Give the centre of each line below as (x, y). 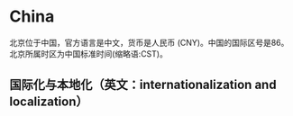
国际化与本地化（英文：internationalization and (143, 85)
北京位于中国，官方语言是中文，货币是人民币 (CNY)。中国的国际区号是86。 (149, 42)
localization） (49, 102)
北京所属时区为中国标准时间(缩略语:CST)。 (89, 54)
